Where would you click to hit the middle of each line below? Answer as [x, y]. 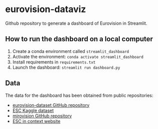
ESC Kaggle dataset [33, 110]
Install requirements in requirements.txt [54, 62]
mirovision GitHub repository [42, 116]
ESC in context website [36, 121]
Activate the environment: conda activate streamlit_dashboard [78, 56]
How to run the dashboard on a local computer [79, 39]
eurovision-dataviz [46, 9]
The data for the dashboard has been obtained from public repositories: [79, 95]
